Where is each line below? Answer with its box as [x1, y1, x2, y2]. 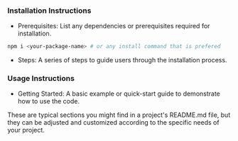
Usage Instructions [7, 74, 75, 84]
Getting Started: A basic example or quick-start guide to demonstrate [17, 89, 220, 98]
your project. [7, 126, 45, 135]
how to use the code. [17, 97, 80, 106]
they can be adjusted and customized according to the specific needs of [7, 118, 220, 127]
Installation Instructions [7, 6, 92, 16]
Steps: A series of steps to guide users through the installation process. [17, 56, 227, 64]
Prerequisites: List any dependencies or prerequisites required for [17, 22, 210, 30]
